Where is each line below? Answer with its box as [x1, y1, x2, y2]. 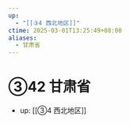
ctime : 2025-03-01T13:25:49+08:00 [8, 26, 123, 34]
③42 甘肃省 [8, 78, 91, 96]
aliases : [8, 33, 37, 42]
